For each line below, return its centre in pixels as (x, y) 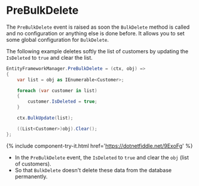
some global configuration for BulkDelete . (58, 39)
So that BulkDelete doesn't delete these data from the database (93, 170)
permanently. (31, 176)
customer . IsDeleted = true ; (62, 102)
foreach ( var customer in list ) (57, 90)
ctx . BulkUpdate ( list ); (45, 118)
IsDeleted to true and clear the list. (49, 57)
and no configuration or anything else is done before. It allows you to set (96, 33)
